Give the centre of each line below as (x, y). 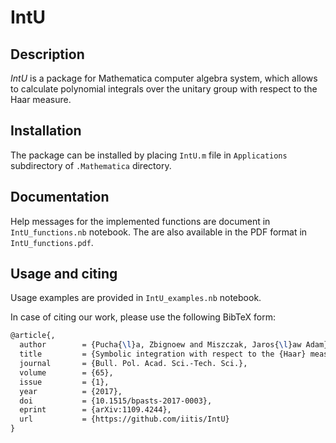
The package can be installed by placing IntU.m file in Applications (149, 155)
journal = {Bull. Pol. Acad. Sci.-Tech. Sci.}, (133, 364)
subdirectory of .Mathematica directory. (91, 165)
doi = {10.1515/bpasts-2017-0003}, (116, 401)
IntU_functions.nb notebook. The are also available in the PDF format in (159, 232)
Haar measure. (41, 99)
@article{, (33, 336)
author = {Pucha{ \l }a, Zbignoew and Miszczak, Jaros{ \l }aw (160, 345)
